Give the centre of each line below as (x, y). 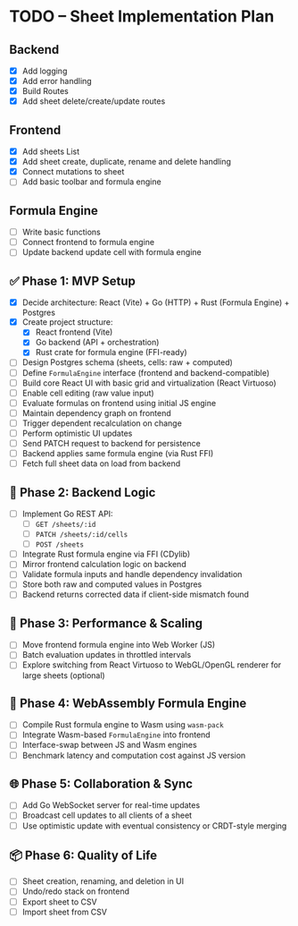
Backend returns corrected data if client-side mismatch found (136, 595)
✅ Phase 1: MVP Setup (72, 280)
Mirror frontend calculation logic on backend (104, 565)
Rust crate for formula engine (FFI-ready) (111, 353)
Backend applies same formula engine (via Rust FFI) (118, 453)
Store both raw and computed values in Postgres (112, 584)
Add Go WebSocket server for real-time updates (111, 805)
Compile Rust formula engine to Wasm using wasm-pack (123, 725)
